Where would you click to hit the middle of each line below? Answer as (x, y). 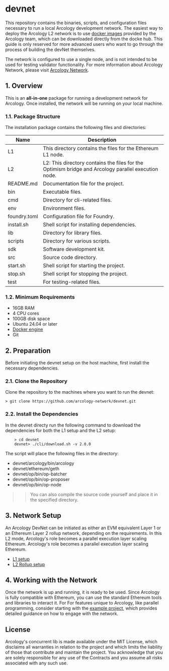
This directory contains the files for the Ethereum (100, 148)
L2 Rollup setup (29, 564)
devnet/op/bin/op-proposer (41, 479)
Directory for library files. (72, 233)
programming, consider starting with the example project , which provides (81, 608)
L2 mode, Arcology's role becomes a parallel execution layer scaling (76, 538)
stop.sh (17, 274)
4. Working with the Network (51, 580)
